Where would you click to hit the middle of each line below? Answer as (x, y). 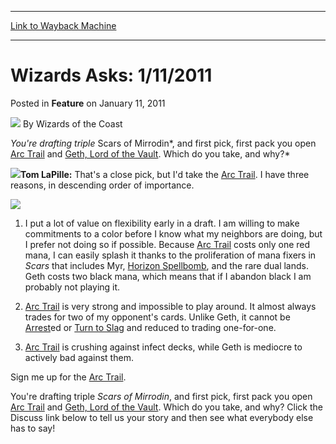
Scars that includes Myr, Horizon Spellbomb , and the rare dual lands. (166, 265)
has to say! (33, 428)
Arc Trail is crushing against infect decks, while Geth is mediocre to (163, 347)
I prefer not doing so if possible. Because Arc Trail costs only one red (167, 244)
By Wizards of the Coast (72, 123)
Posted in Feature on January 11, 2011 (88, 103)
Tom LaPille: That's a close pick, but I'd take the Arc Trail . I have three (165, 174)
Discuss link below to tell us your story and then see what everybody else (162, 417)
